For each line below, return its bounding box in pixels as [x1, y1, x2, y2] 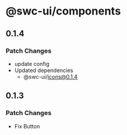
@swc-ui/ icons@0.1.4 [23, 73, 78, 80]
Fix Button [14, 122, 41, 130]
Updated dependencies [14, 67, 74, 74]
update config [14, 60, 50, 67]
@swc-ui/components [5, 4, 122, 18]
